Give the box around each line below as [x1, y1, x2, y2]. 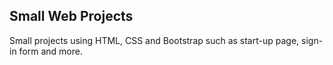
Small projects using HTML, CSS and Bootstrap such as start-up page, [9, 34, 300, 46]
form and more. [18, 45, 83, 57]
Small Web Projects [9, 8, 134, 25]
